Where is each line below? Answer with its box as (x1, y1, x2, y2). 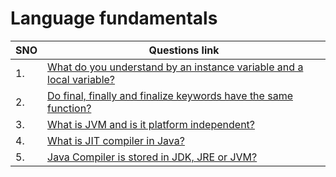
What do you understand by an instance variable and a (47, 60, 304, 74)
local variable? (47, 72, 116, 86)
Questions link (148, 43, 220, 57)
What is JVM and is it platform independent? (47, 117, 255, 131)
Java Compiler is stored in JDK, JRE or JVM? (47, 150, 258, 164)
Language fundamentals (10, 7, 218, 30)
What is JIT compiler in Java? (47, 133, 185, 147)
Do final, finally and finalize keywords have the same (47, 88, 293, 102)
